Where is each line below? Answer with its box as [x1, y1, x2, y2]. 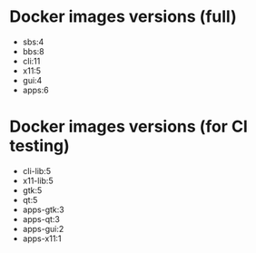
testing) [9, 136, 70, 156]
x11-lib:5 [22, 175, 54, 186]
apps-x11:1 [22, 233, 62, 244]
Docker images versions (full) [9, 6, 238, 27]
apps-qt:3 [22, 213, 61, 224]
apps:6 [22, 84, 49, 95]
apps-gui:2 [22, 223, 64, 234]
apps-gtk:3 [22, 204, 65, 215]
